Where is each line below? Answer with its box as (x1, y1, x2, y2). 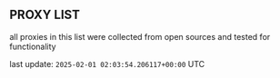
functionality (9, 41, 56, 52)
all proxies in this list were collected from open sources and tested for (9, 31, 271, 42)
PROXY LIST (9, 7, 80, 23)
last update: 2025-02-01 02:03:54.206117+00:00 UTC (9, 58, 205, 69)
